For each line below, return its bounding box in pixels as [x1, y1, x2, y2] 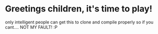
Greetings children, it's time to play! [5, 3, 153, 14]
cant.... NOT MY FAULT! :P [5, 24, 58, 30]
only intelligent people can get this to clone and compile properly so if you [5, 19, 154, 25]
